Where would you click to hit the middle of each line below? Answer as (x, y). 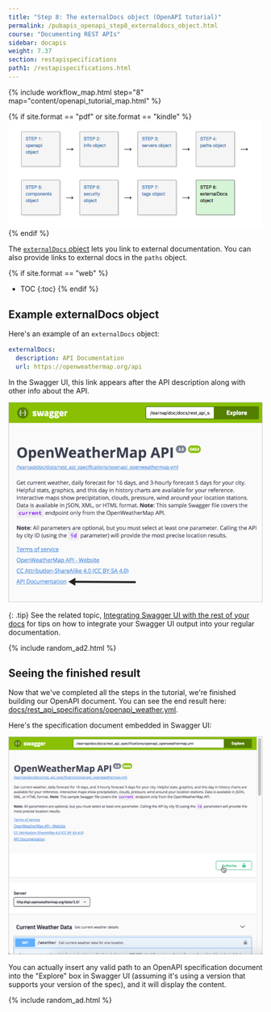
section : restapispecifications (63, 60)
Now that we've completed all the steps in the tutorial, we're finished (122, 693)
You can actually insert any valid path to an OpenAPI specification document (135, 968)
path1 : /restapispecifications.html (70, 69)
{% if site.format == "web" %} (58, 273)
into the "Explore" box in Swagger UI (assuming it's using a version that (127, 976)
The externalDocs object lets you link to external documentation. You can (130, 249)
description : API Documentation (70, 358)
